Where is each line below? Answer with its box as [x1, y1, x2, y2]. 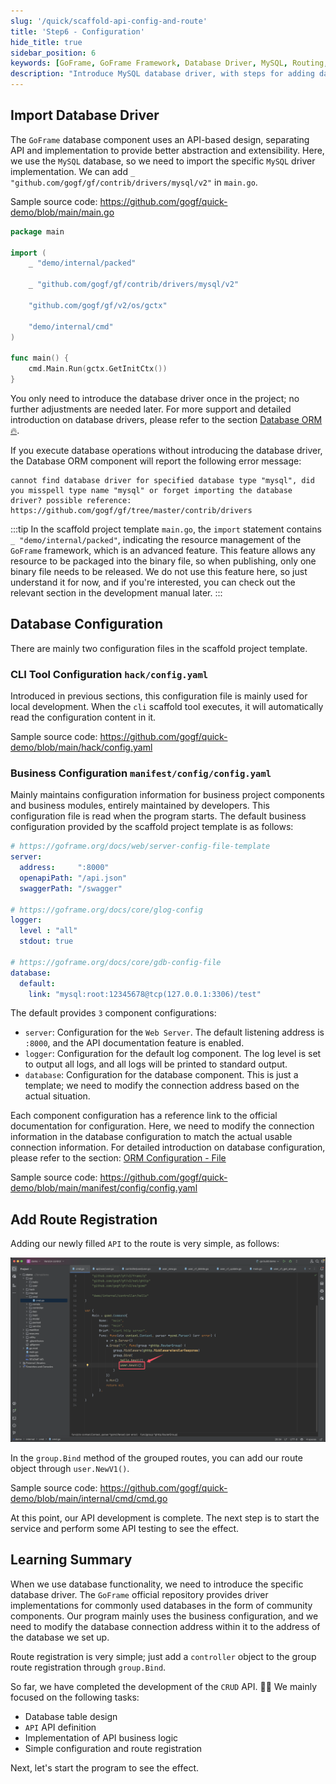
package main [10, 226, 65, 237]
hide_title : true [10, 37, 83, 47]
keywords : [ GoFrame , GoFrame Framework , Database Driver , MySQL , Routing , [10, 58, 329, 69]
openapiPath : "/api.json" [19, 873, 128, 883]
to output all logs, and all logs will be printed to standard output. [24, 1058, 288, 1070]
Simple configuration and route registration [24, 1742, 203, 1754]
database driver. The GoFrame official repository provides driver [10, 1588, 269, 1600]
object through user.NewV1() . [10, 1463, 130, 1475]
